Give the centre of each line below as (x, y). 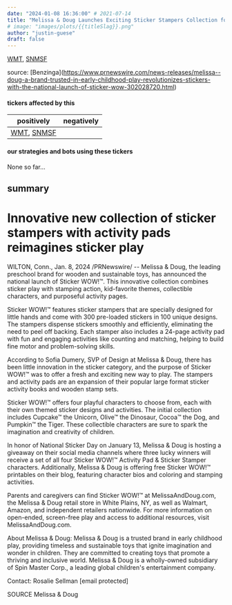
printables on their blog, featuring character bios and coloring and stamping (115, 474)
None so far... (27, 167)
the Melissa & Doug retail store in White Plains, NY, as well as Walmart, (108, 503)
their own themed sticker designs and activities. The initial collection (105, 409)
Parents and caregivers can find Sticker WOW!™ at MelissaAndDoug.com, (112, 495)
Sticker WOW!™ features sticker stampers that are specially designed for (110, 309)
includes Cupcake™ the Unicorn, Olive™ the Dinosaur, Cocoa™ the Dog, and (113, 417)
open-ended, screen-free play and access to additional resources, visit (108, 517)
